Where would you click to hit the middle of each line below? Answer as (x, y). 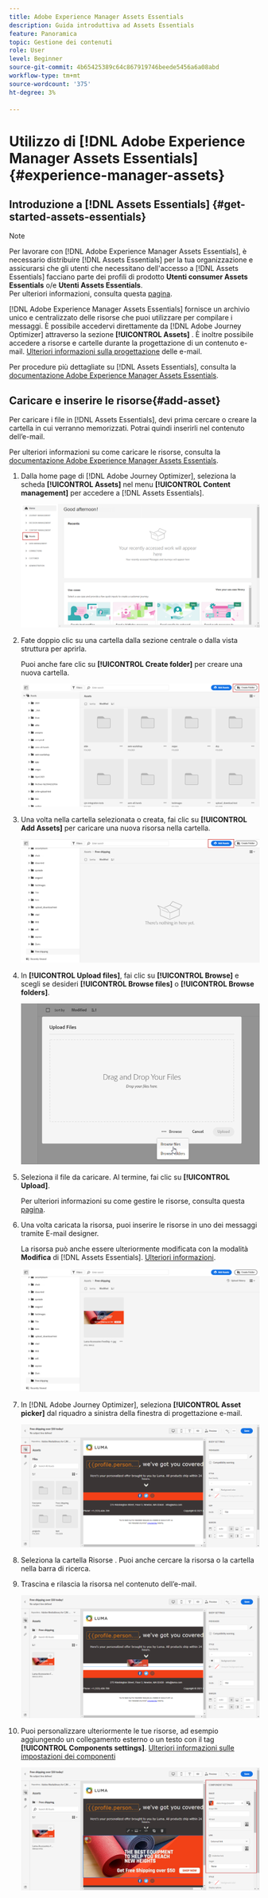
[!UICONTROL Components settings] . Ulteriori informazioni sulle (127, 1748)
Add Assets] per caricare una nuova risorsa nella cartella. (115, 828)
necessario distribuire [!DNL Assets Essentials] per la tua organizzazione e (131, 260)
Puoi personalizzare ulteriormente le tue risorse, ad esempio (119, 1731)
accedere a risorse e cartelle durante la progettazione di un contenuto (124, 343)
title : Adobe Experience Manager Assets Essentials (96, 17)
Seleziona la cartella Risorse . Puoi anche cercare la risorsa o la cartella (137, 1560)
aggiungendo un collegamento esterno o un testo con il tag (117, 1739)
